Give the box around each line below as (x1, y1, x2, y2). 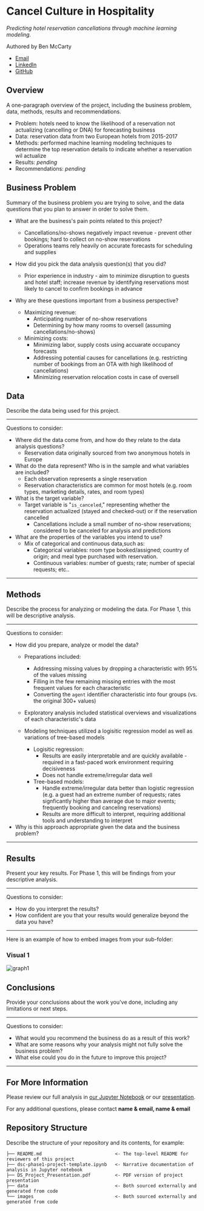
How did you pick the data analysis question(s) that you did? (15, 260, 166, 268)
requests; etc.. (33, 566, 70, 574)
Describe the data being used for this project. (6, 407, 120, 414)
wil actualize (15, 152, 47, 159)
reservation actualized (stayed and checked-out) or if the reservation (24, 508, 197, 515)
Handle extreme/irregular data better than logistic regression (42, 784, 194, 792)
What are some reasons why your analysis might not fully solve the (15, 1041, 183, 1048)
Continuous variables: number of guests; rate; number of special (33, 559, 195, 567)
